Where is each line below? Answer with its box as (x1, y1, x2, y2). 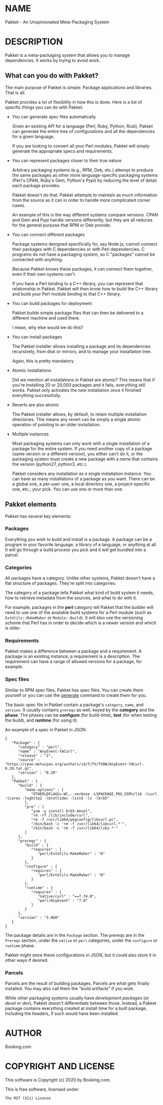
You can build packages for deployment (12, 300, 92, 306)
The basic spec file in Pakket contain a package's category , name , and (5, 702, 144, 707)
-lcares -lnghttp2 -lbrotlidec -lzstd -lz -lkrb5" (5, 796, 110, 800)
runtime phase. (5, 942, 35, 948)
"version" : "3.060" (17, 915, 60, 920)
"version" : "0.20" (17, 770, 57, 775)
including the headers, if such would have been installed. (5, 1010, 119, 1016)
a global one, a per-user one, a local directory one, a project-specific (12, 481, 150, 487)
